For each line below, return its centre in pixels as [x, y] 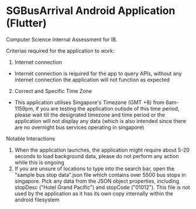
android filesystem [37, 200]
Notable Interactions [31, 138]
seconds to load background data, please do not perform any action [97, 156]
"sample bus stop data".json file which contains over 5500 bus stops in [100, 174]
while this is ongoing [39, 162]
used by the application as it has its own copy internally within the [94, 193]
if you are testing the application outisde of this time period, [107, 108]
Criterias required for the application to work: [61, 50]
